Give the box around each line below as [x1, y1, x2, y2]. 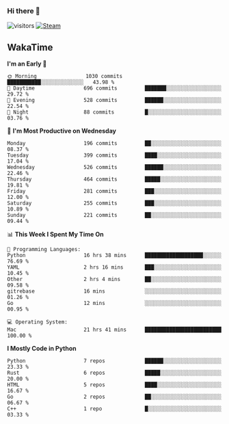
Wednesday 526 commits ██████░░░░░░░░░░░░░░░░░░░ [7, 164, 222, 171]
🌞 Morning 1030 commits [7, 73, 123, 80]
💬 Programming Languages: [7, 246, 81, 253]
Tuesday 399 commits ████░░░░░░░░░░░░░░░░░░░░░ [7, 152, 222, 159]
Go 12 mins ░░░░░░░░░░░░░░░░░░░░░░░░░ [7, 300, 222, 307]
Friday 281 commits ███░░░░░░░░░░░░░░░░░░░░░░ [7, 188, 222, 195]
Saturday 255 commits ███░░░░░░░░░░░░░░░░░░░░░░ [7, 200, 222, 207]
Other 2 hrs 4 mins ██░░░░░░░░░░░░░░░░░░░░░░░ [7, 276, 222, 283]
